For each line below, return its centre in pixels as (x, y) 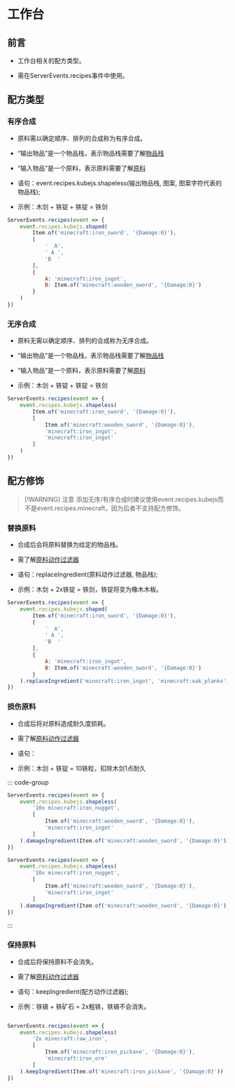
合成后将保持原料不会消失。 (57, 962)
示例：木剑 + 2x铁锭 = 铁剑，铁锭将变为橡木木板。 (90, 590)
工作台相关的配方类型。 (51, 61)
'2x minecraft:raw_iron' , (70, 1039)
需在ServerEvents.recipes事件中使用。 (73, 75)
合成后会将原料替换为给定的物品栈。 (70, 545)
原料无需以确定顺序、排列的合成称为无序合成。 (85, 340)
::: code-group (28, 782)
